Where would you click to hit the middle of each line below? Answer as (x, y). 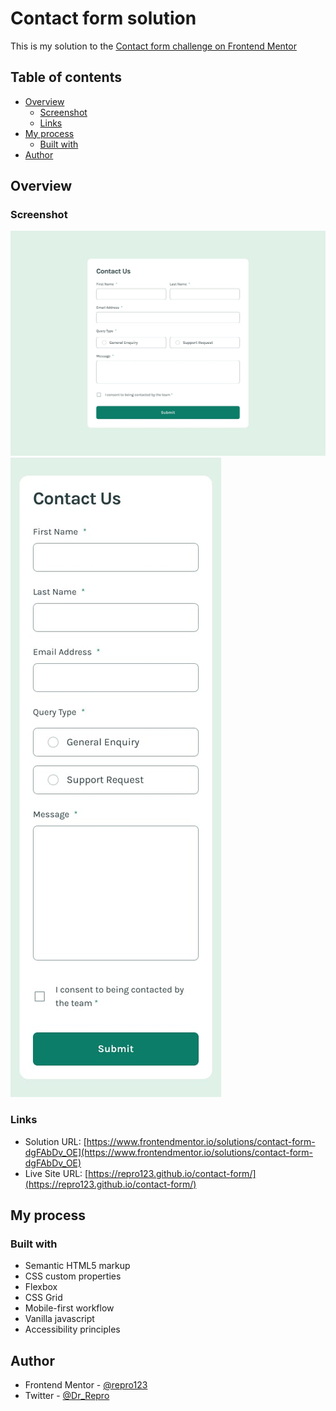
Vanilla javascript (59, 1319)
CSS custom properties (73, 1276)
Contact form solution (103, 18)
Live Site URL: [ (56, 1173)
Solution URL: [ (55, 1141)
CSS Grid (43, 1298)
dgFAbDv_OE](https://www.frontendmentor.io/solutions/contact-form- (169, 1152)
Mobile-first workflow (69, 1308)
